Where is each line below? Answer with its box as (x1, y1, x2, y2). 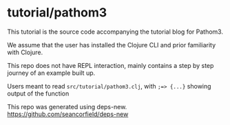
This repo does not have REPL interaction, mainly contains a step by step (7, 61, 214, 69)
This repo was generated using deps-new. (7, 102, 127, 111)
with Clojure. (7, 48, 43, 56)
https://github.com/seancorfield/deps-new (7, 110, 129, 118)
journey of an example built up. (7, 69, 96, 77)
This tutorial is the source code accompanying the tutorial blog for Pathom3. (7, 27, 224, 36)
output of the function (7, 89, 70, 98)
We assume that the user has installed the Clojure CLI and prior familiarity (7, 41, 216, 49)
